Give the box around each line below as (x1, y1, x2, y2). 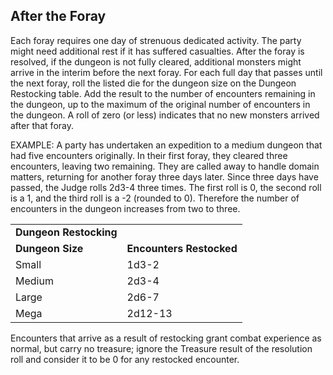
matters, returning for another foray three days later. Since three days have (10, 170, 319, 183)
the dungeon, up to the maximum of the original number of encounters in (10, 98, 311, 110)
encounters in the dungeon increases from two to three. (10, 202, 241, 214)
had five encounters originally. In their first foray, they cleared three (10, 149, 288, 161)
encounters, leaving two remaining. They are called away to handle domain (10, 160, 320, 172)
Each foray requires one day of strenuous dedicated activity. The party (10, 34, 302, 46)
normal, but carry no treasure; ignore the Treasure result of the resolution (10, 342, 313, 354)
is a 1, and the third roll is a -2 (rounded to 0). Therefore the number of (10, 192, 300, 204)
